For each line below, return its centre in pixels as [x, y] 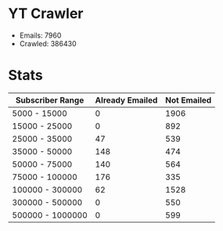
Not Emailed [189, 100]
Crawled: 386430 [48, 43]
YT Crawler [46, 14]
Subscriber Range [50, 100]
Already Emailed [126, 100]
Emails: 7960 [40, 35]
